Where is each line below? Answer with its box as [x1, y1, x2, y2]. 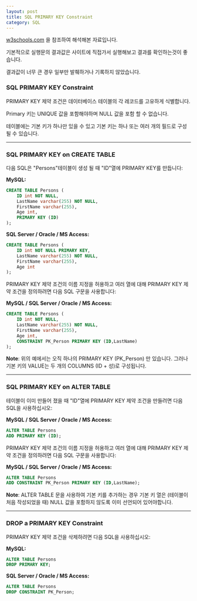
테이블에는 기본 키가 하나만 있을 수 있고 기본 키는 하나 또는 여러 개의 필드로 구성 [6, 123, 188, 130]
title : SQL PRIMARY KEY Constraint [6, 14, 93, 20]
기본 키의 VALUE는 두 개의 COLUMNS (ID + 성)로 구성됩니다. [6, 362, 147, 369]
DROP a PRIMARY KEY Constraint [6, 519, 104, 528]
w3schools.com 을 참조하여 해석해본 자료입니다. [6, 36, 118, 43]
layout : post [6, 8, 38, 15]
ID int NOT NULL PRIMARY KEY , [16, 247, 91, 253]
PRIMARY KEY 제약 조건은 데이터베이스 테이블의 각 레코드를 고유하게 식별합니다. [6, 97, 191, 104]
